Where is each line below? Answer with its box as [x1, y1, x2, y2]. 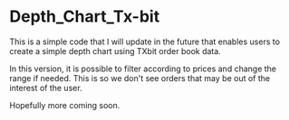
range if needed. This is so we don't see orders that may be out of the [9, 72, 270, 83]
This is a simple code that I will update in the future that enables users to [9, 36, 281, 47]
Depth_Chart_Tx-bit [9, 6, 160, 27]
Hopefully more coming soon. [9, 99, 120, 110]
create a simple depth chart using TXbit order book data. [9, 45, 222, 56]
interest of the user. [9, 82, 83, 93]
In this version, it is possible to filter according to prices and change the [9, 63, 277, 74]
